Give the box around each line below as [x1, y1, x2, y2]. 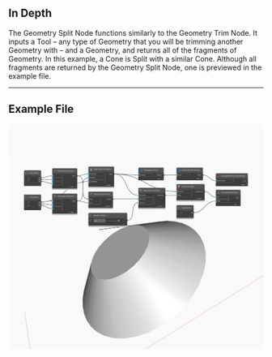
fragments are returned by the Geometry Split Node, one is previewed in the [8, 62, 262, 72]
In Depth [8, 6, 53, 20]
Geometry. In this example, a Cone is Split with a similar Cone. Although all [8, 54, 257, 63]
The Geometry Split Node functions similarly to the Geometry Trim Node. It [8, 28, 257, 37]
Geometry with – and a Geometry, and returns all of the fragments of [8, 45, 237, 55]
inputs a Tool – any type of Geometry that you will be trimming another [8, 37, 244, 46]
